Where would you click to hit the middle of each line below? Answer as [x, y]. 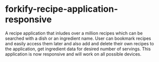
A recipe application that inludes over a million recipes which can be [74, 33]
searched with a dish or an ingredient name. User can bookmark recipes [78, 38]
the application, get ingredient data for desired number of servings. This [78, 49]
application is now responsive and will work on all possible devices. [73, 54]
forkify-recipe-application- [62, 9]
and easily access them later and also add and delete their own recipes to [79, 43]
